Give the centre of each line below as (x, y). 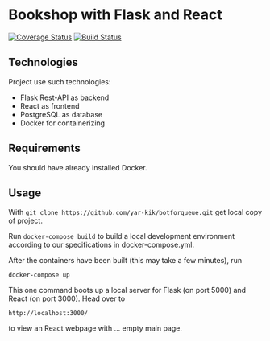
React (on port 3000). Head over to (67, 298)
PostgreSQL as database (61, 114)
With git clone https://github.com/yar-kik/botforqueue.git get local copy (135, 212)
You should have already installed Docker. (78, 167)
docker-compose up (39, 275)
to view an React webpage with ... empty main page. (96, 328)
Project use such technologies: (60, 81)
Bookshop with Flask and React (116, 15)
